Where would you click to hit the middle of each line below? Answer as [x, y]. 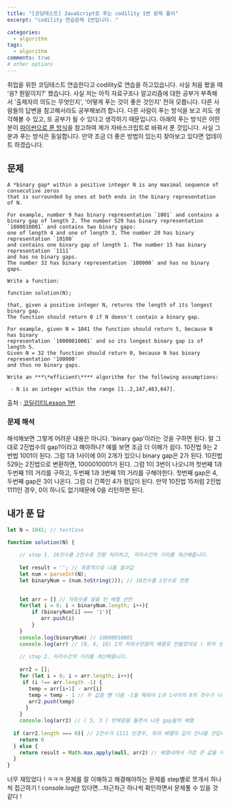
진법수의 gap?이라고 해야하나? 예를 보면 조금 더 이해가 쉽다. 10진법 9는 [118, 446]
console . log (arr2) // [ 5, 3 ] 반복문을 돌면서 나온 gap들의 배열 [106, 721]
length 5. [21, 347]
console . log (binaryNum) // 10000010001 [76, 637]
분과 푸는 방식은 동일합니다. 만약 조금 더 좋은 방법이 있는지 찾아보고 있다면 [105, 136]
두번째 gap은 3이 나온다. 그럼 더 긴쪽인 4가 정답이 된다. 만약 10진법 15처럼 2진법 [114, 481]
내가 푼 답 [26, 513]
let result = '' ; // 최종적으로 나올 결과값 [77, 568]
